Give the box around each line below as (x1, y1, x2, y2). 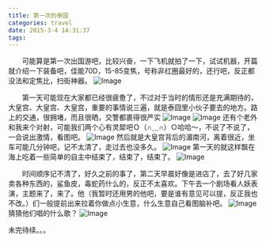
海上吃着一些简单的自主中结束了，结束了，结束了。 (8, 152, 175, 162)
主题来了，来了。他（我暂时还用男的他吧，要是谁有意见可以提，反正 (21, 189, 244, 199)
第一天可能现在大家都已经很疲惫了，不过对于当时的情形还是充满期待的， (21, 93, 258, 103)
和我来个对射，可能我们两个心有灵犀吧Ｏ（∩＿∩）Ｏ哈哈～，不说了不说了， (8, 123, 255, 132)
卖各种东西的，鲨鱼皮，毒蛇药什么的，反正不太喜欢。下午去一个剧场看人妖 (8, 179, 251, 188)
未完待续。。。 (8, 225, 50, 235)
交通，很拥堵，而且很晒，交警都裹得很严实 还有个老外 (21, 112, 258, 123)
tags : (8, 33, 26, 42)
